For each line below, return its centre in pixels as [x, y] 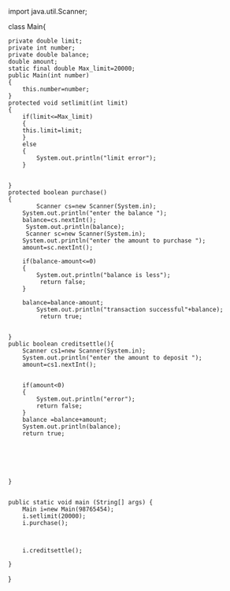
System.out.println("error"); [86, 399]
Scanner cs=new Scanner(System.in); [96, 206]
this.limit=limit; [52, 131]
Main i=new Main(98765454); [68, 509]
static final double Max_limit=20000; [72, 68]
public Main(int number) [49, 76]
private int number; [42, 48]
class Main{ [27, 26]
